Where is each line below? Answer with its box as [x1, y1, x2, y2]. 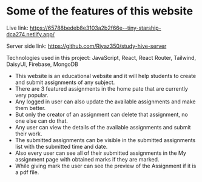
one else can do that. [15, 117, 69, 125]
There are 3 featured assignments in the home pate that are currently [15, 85, 188, 92]
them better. [15, 104, 46, 111]
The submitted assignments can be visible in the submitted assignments [15, 136, 196, 143]
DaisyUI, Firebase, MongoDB [6, 60, 79, 68]
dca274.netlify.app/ [6, 30, 55, 37]
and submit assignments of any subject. [15, 79, 115, 86]
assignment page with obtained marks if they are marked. [15, 155, 160, 163]
